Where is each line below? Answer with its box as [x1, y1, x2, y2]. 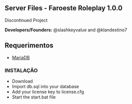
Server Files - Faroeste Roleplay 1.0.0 [4, 4, 123, 12]
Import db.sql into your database [11, 83, 79, 89]
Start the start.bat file [11, 94, 56, 100]
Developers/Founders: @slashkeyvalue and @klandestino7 [4, 27, 128, 33]
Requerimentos [4, 41, 54, 50]
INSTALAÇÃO [4, 67, 38, 74]
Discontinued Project [4, 17, 48, 23]
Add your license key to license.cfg [11, 89, 84, 95]
